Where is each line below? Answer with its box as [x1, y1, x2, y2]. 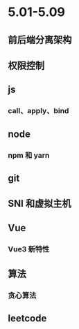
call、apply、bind [8, 106, 69, 116]
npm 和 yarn [8, 150, 50, 160]
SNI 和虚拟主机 [8, 198, 71, 210]
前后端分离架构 [8, 34, 72, 45]
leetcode [8, 312, 47, 325]
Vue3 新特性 [8, 244, 50, 254]
